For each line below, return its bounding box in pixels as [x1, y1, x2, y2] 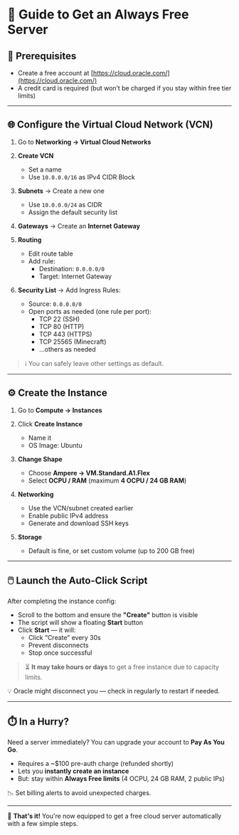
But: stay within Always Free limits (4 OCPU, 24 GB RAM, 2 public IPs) [17, 774, 225, 783]
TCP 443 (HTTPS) [38, 330, 92, 338]
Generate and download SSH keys [28, 519, 129, 527]
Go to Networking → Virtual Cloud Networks [17, 137, 152, 146]
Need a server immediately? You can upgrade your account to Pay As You [7, 738, 225, 747]
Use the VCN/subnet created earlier [28, 503, 134, 512]
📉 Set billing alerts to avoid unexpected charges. [7, 789, 152, 797]
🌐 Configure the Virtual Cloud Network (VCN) [7, 119, 213, 131]
